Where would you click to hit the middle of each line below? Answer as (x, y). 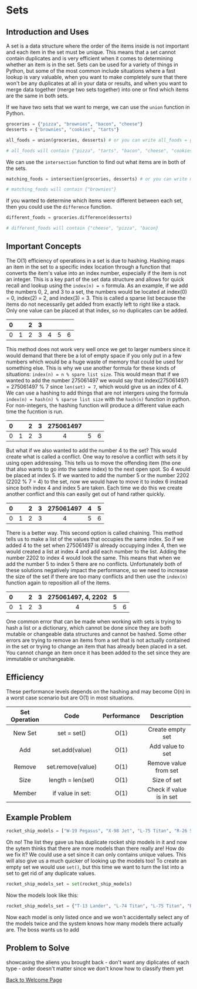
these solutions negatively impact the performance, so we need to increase (97, 570)
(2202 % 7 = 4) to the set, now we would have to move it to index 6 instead (97, 481)
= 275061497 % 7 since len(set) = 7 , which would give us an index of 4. (94, 386)
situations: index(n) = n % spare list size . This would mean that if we (93, 374)
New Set (25, 733)
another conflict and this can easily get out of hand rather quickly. (86, 494)
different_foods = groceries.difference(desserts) (69, 217)
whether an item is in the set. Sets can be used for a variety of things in (92, 64)
